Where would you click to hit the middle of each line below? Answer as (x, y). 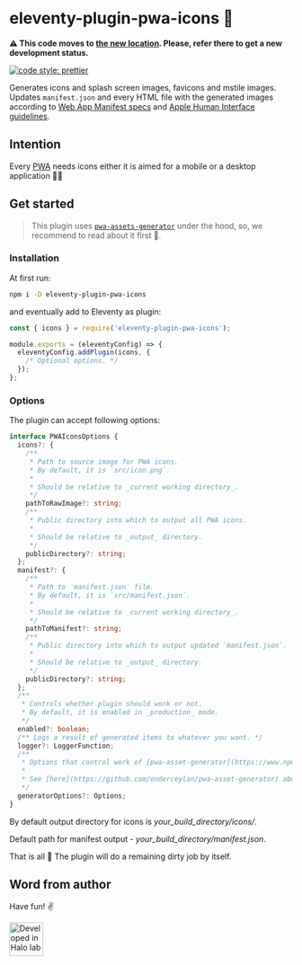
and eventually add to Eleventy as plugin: (85, 311)
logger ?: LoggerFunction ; (66, 746)
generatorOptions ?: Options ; (72, 796)
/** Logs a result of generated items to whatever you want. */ (140, 737)
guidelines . (30, 116)
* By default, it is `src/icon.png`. (100, 470)
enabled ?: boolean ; (54, 729)
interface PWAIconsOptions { (64, 437)
